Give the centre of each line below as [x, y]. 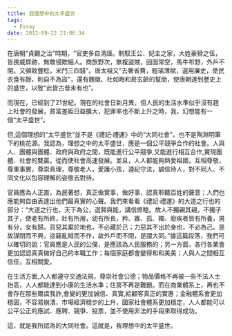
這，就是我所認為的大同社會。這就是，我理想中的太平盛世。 [92, 326]
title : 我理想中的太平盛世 [41, 13]
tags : [15, 20]
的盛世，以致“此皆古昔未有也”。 [52, 88]
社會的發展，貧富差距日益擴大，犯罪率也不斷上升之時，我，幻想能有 [110, 111]
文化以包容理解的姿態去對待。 [55, 178]
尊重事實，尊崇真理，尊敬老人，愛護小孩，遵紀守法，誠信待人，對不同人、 [113, 169]
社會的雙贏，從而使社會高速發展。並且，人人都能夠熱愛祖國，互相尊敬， [122, 160]
